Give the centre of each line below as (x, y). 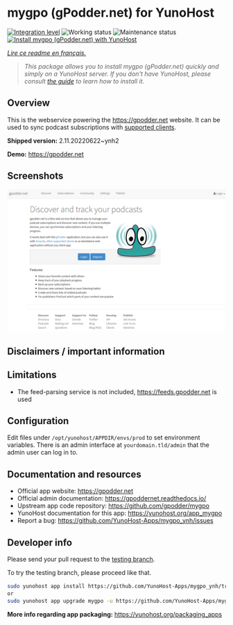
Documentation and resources (74, 474)
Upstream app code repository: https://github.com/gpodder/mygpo (113, 506)
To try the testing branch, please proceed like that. (79, 572)
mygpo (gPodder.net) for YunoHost (111, 13)
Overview (29, 103)
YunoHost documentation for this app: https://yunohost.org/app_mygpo (120, 513)
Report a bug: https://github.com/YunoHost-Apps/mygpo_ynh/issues (115, 521)
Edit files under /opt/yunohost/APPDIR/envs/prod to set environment (104, 438)
